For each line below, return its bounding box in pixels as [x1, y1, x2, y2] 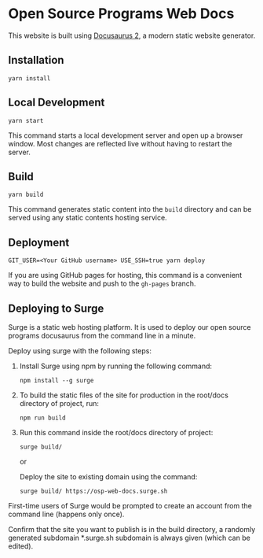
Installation [8, 54, 64, 67]
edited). [8, 541, 34, 551]
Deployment [8, 235, 70, 249]
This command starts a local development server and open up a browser [8, 131, 243, 140]
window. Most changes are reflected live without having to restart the [8, 139, 232, 148]
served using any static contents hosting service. [8, 213, 167, 223]
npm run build [19, 414, 66, 422]
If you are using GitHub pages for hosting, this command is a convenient [8, 271, 242, 280]
